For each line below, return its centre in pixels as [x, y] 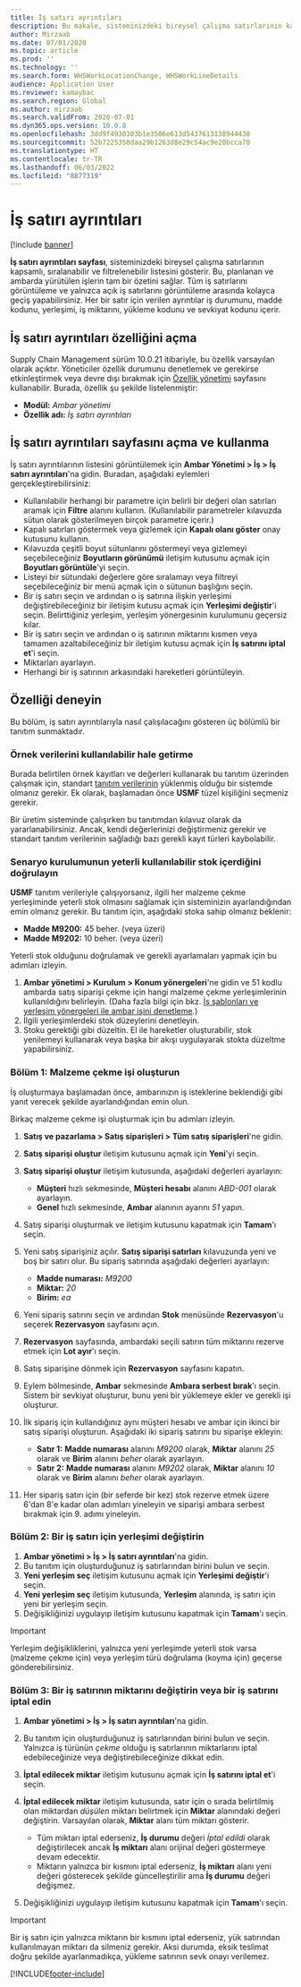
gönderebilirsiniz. [42, 1667]
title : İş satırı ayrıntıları [67, 17]
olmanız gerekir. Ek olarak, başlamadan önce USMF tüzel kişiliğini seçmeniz [149, 792]
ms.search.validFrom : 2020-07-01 [72, 117]
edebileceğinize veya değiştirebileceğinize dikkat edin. [124, 1757]
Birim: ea [54, 1297]
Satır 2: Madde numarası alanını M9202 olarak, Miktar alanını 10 [155, 1468]
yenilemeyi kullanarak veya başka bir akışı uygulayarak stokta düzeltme [154, 1040]
